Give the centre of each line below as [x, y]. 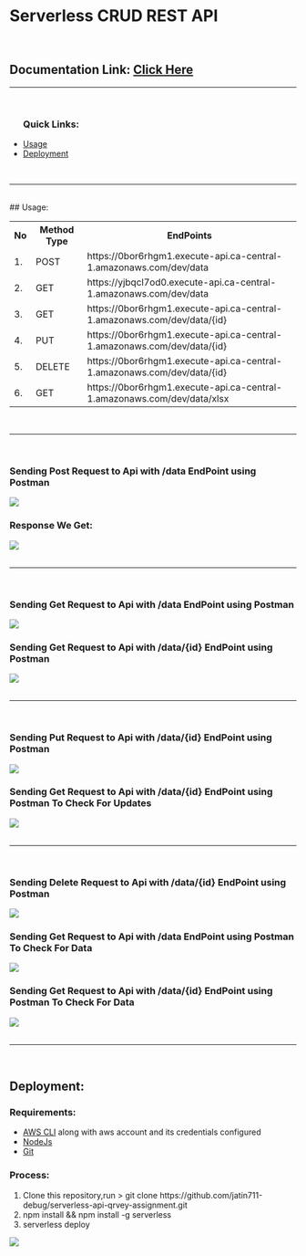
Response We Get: [51, 526]
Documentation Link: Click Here [102, 70]
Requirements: [43, 1113]
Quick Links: [51, 124]
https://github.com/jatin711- [211, 1195]
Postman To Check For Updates [81, 803]
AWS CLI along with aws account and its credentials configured [142, 1132]
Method [57, 230]
